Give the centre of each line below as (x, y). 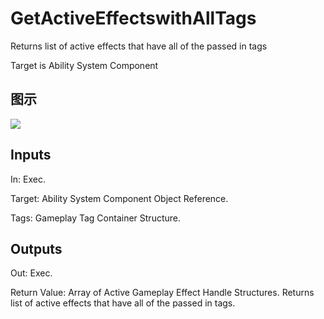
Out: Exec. (31, 273)
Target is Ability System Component (84, 65)
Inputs (31, 155)
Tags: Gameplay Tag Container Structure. (96, 218)
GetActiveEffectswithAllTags (133, 18)
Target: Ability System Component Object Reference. (119, 198)
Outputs (36, 248)
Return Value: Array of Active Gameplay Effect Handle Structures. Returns (162, 293)
